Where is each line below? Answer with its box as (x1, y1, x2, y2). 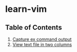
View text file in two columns (12, 42, 72, 48)
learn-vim (5, 3, 47, 15)
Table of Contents (5, 23, 62, 32)
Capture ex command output (12, 36, 72, 42)
